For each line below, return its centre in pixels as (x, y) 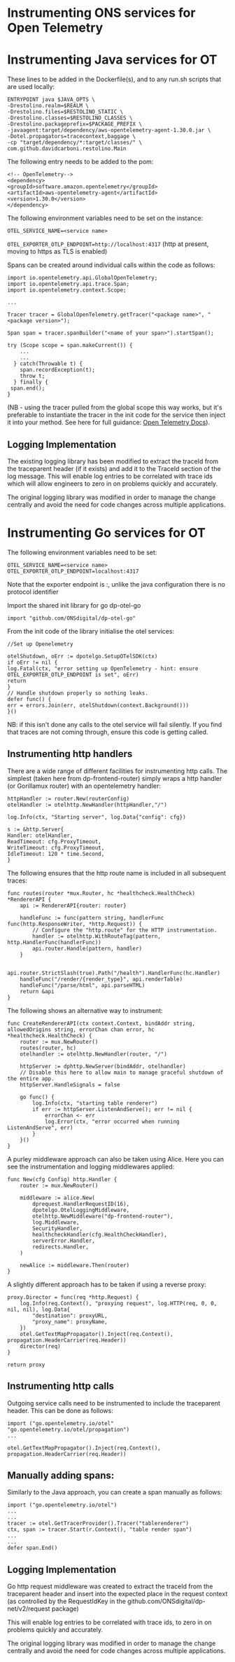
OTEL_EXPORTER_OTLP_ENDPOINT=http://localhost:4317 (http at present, (108, 244)
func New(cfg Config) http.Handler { (62, 1179)
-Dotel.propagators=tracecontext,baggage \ (72, 137)
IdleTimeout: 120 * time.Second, (56, 854)
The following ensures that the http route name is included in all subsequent (116, 873)
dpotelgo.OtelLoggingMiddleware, (81, 1210)
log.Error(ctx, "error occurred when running (112, 1122)
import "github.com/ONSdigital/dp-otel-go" (72, 618)
